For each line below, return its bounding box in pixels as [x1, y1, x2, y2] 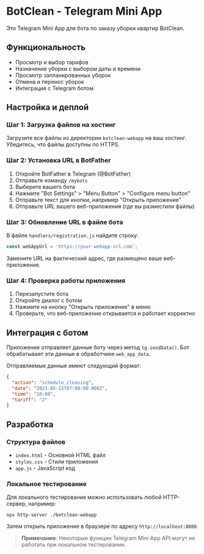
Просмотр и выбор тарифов [15, 58, 89, 65]
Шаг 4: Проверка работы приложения [6, 276, 126, 285]
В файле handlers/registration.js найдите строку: [6, 232, 139, 239]
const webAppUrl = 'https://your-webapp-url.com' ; [6, 243, 138, 250]
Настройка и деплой [6, 102, 89, 113]
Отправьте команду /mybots [15, 176, 88, 184]
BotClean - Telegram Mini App [6, 4, 162, 18]
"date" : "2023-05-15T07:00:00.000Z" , [12, 385, 108, 391]
